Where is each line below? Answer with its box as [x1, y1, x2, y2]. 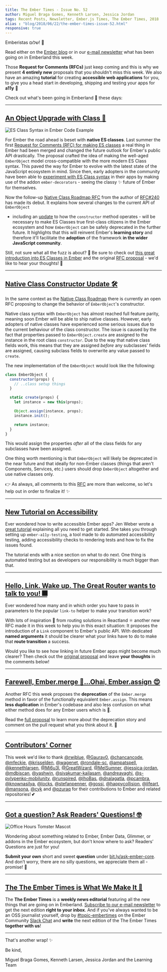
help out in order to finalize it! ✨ [5, 488, 70, 494]
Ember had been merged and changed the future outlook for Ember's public [5, 147, 161, 153]
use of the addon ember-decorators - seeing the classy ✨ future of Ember [5, 179, 156, 185]
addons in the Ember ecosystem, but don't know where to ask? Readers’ [5, 839, 154, 845]
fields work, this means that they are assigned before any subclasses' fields [5, 342, 161, 348]
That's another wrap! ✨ [5, 937, 53, 943]
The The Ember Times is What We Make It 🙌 [5, 883, 143, 891]
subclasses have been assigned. [5, 446, 72, 452]
